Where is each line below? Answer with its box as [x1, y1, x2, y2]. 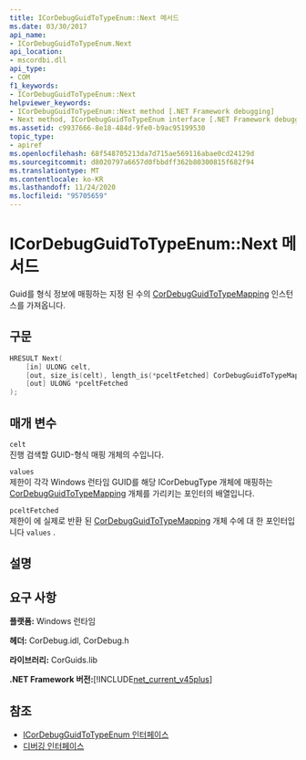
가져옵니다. [25, 299, 66, 310]
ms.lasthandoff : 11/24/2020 [9, 183, 117, 193]
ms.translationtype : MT [9, 166, 100, 175]
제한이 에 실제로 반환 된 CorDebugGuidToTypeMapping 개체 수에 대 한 [9, 515, 264, 526]
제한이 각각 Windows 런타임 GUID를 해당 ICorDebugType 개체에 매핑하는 [9, 476, 273, 487]
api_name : [9, 30, 47, 39]
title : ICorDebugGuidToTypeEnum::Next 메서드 [9, 13, 179, 23]
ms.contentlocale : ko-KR [9, 174, 104, 183]
